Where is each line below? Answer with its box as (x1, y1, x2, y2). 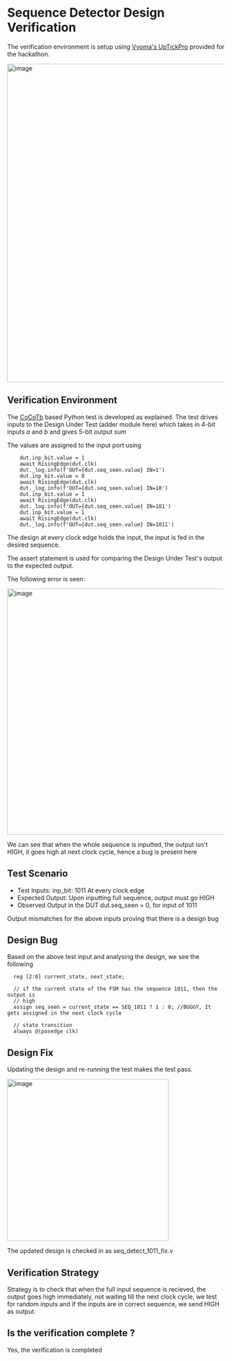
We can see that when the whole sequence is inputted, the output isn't (7, 840, 209, 848)
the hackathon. (7, 50, 50, 58)
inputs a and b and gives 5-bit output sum (7, 428, 126, 436)
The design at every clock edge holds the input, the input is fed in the (7, 533, 205, 541)
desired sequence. (7, 541, 61, 549)
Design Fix (7, 1046, 54, 1058)
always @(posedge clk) (13, 1028, 79, 1035)
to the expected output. (7, 561, 74, 570)
